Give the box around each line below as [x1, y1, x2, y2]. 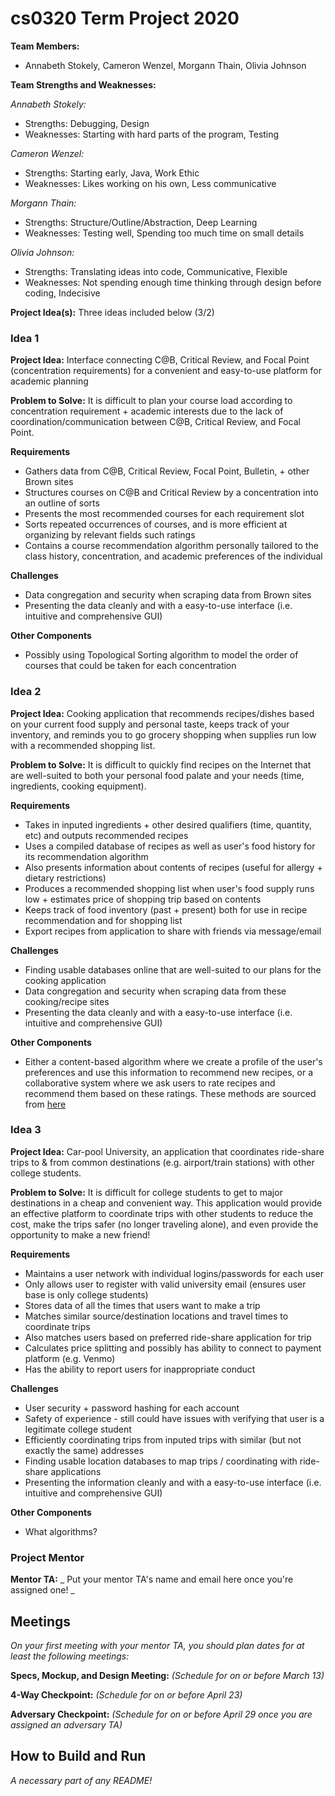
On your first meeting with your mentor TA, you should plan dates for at [10, 1639, 305, 1651]
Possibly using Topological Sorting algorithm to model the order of [24, 649, 299, 661]
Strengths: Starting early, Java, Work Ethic [24, 167, 200, 179]
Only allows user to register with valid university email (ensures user [24, 1278, 307, 1290]
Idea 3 [10, 1123, 42, 1137]
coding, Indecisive [24, 287, 101, 299]
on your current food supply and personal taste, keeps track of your [10, 718, 290, 730]
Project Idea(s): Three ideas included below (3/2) [10, 306, 215, 318]
